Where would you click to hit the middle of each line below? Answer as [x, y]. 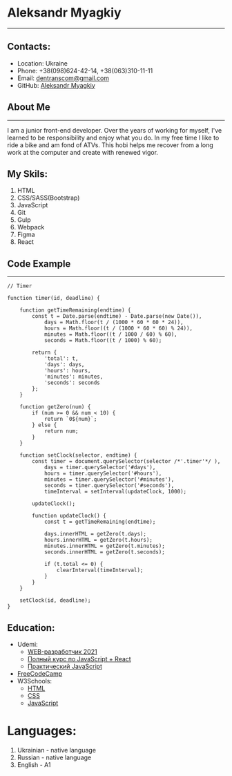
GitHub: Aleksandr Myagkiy [56, 85]
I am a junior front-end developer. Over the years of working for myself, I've [115, 130]
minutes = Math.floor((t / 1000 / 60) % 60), [110, 334]
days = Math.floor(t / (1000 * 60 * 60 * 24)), [114, 323]
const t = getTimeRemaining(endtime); [100, 522]
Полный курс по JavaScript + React [79, 659]
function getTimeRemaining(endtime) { [75, 310]
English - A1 [34, 764]
